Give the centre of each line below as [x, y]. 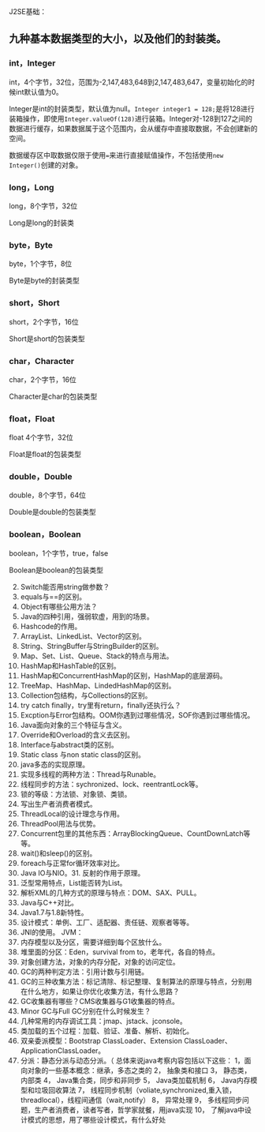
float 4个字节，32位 [41, 437]
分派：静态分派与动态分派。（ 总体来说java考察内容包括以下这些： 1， [132, 1060]
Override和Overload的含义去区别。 [77, 735]
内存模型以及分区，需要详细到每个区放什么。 [93, 942]
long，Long [32, 187]
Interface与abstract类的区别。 [69, 744]
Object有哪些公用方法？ [59, 606]
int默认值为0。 [39, 92]
